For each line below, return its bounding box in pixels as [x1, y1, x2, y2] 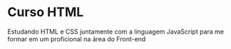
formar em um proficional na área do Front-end [7, 34, 146, 43]
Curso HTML [7, 4, 84, 20]
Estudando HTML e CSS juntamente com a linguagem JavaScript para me [7, 27, 225, 36]
